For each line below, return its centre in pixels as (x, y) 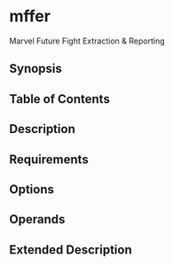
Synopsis (35, 69)
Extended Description (71, 250)
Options (32, 189)
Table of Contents (60, 99)
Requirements (49, 159)
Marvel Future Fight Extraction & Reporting (87, 41)
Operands (37, 219)
